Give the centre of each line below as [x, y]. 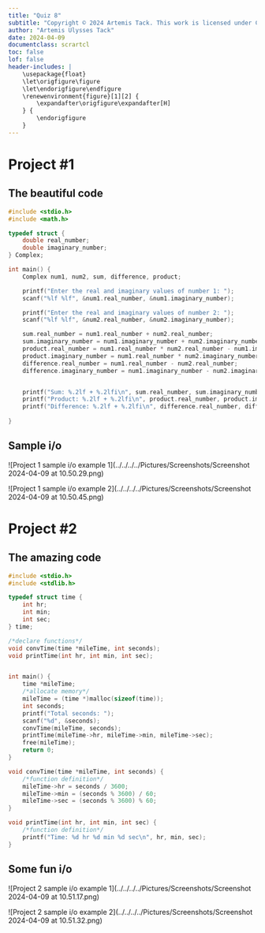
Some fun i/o [40, 870]
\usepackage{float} [54, 74]
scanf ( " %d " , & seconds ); [62, 721]
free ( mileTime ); [49, 743]
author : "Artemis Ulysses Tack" [61, 30]
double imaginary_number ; [65, 248]
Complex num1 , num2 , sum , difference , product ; [102, 277]
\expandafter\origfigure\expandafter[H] [104, 103]
